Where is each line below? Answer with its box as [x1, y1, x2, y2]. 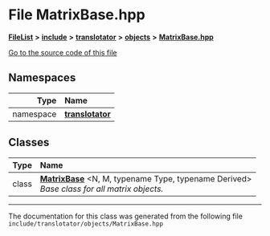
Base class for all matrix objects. [39, 183, 164, 194]
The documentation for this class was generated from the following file [8, 211, 243, 221]
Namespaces [8, 71, 76, 85]
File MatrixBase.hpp [8, 6, 146, 24]
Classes [8, 136, 50, 149]
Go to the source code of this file [8, 47, 117, 57]
